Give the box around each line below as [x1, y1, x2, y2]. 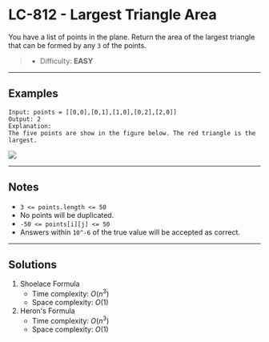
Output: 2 [8, 115, 42, 123]
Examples [8, 87, 58, 101]
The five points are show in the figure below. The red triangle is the [8, 129, 256, 137]
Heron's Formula [19, 306, 75, 316]
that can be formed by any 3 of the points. [8, 40, 147, 50]
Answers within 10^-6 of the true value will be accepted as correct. [19, 227, 241, 237]
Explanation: [8, 122, 52, 130]
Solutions [8, 258, 58, 272]
